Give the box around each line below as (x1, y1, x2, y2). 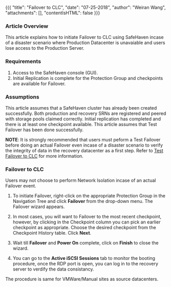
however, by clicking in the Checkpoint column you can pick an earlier (12, 219, 161, 225)
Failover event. (5, 183, 37, 189)
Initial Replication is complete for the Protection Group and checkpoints (12, 75, 163, 81)
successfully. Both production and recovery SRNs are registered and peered (5, 110, 166, 116)
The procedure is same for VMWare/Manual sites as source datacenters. (5, 276, 159, 282)
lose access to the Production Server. (5, 45, 84, 51)
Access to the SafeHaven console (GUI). (12, 69, 98, 76)
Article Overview (5, 23, 49, 30)
